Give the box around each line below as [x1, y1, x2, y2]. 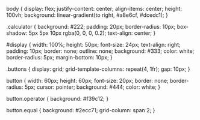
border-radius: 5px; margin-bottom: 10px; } [6, 54, 113, 61]
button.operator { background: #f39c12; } [6, 95, 109, 102]
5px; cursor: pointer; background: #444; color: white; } [24, 83, 161, 91]
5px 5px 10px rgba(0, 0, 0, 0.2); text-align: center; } [28, 29, 156, 37]
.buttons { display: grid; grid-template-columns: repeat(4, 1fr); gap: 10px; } [6, 65, 190, 73]
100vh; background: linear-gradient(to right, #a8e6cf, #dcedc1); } [6, 11, 169, 19]
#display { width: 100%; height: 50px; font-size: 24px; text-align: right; [6, 41, 181, 48]
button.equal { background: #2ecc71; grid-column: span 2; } [6, 107, 155, 113]
